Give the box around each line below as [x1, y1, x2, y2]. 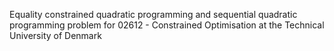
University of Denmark [9, 30, 102, 41]
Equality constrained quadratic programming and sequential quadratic [9, 9, 298, 20]
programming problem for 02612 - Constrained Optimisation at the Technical [9, 19, 325, 31]
